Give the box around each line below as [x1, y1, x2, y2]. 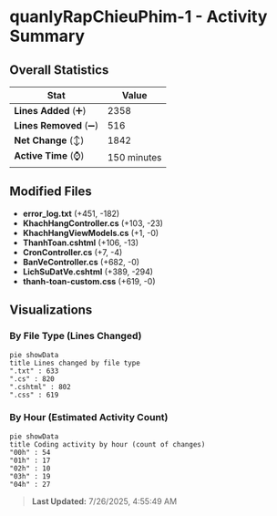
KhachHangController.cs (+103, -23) [22, 217, 164, 229]
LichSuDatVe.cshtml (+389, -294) [22, 266, 153, 277]
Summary [9, 26, 85, 46]
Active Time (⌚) [14, 150, 85, 161]
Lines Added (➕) [14, 105, 87, 117]
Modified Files [9, 184, 93, 200]
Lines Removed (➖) [14, 119, 98, 131]
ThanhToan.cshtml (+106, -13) [22, 237, 139, 248]
